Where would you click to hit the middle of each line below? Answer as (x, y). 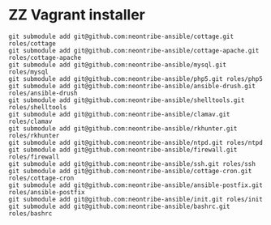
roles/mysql (28, 72)
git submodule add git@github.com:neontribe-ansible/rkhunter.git (123, 128)
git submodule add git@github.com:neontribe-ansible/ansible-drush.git (132, 86)
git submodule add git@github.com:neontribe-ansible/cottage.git (121, 36)
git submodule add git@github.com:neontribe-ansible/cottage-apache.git (134, 50)
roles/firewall (34, 157)
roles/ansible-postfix (47, 192)
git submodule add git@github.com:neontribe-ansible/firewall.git (123, 150)
